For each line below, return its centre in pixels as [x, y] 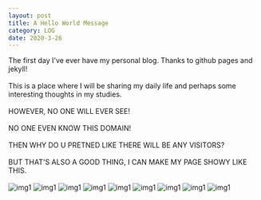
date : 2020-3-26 [35, 38]
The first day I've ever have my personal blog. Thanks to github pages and [130, 61]
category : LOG [32, 30]
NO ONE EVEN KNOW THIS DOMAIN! [70, 128]
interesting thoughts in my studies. [65, 94]
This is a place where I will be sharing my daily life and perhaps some [123, 86]
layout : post [30, 16]
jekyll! [18, 69]
